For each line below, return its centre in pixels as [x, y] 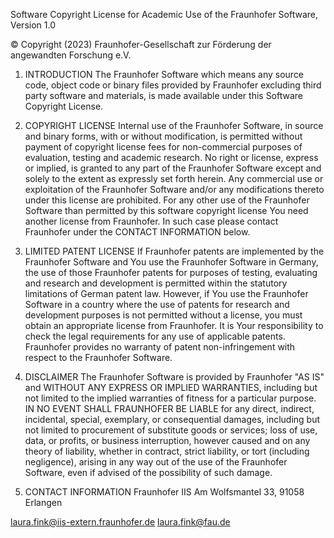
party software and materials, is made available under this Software [164, 95]
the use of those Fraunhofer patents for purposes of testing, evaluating [171, 272]
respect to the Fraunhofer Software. [98, 357]
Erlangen [43, 502]
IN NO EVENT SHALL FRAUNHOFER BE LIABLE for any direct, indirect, [169, 408]
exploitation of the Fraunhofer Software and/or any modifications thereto [174, 189]
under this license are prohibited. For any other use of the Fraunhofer [167, 200]
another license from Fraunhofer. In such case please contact [151, 221]
